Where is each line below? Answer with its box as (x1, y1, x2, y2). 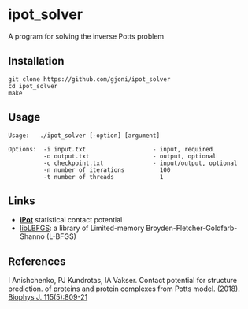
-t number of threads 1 (43, 173, 164, 181)
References (8, 255, 66, 268)
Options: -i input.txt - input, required (8, 145, 213, 153)
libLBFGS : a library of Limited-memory (19, 223, 145, 233)
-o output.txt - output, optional (43, 152, 217, 160)
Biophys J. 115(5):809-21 (8, 292, 88, 302)
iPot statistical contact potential (19, 215, 123, 225)
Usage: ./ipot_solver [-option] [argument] (8, 132, 160, 140)
